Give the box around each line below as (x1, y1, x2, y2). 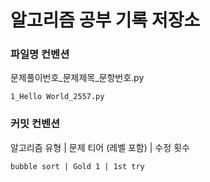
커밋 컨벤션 (10, 117, 61, 131)
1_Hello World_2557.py (10, 92, 105, 102)
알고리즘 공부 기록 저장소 (10, 9, 201, 32)
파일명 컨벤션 (10, 47, 70, 61)
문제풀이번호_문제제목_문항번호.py (10, 72, 145, 84)
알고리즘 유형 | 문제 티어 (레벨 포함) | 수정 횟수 (10, 141, 190, 153)
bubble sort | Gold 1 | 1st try (10, 161, 145, 171)
